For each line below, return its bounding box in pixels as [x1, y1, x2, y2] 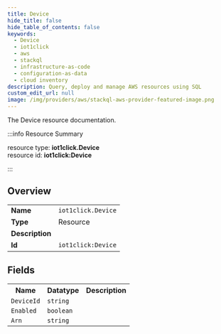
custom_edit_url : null [7, 90, 75, 97]
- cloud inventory [14, 76, 69, 84]
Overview [7, 185, 52, 198]
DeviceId [11, 296, 41, 305]
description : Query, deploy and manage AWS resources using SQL [7, 83, 202, 90]
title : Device [7, 10, 50, 18]
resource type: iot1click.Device [7, 144, 100, 151]
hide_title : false [7, 17, 62, 24]
